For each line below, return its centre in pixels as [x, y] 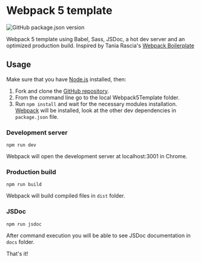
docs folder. [21, 242]
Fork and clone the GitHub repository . [62, 91]
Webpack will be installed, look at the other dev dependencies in [96, 110]
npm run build [24, 185]
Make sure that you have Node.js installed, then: [66, 79]
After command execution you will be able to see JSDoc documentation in [98, 235]
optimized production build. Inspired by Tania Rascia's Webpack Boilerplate [100, 45]
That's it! [17, 254]
